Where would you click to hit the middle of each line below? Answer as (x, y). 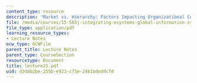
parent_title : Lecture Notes (42, 50)
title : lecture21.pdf (33, 66)
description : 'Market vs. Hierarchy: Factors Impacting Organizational (95, 17)
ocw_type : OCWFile (28, 44)
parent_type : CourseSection (40, 55)
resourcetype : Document (35, 60)
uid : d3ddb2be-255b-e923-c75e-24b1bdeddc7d (60, 71)
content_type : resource (35, 11)
